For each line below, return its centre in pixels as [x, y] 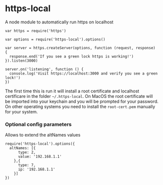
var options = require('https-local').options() [55, 39]
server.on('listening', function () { [44, 69]
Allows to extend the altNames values [43, 135]
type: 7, [27, 165]
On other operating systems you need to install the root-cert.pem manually [80, 106]
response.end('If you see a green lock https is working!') [72, 56]
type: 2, [27, 152]
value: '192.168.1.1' [40, 157]
